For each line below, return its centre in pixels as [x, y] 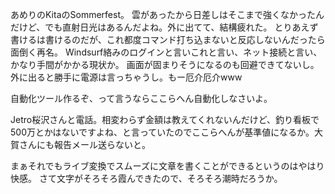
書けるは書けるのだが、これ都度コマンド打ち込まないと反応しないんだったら [168, 39]
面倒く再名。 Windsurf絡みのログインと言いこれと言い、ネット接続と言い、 [166, 52]
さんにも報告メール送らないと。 [84, 144]
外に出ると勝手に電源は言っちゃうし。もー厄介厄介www [126, 77]
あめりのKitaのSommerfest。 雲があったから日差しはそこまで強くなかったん [167, 14]
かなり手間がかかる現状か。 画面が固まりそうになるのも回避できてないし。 [165, 64]
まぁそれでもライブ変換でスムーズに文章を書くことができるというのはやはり [167, 166]
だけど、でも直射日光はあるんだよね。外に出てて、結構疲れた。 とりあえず [164, 27]
